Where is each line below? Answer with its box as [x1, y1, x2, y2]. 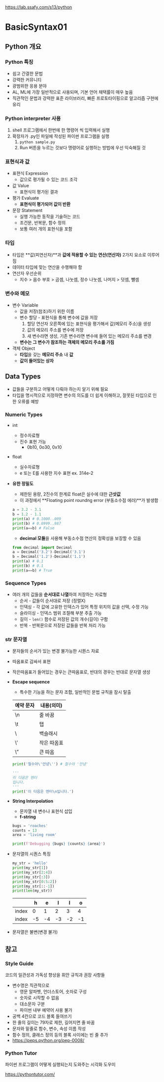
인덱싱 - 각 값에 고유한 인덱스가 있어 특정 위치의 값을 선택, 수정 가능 [19, 604, 149, 610]
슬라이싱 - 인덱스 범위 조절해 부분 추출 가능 [19, 610, 102, 616]
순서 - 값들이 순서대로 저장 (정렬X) [19, 598, 86, 604]
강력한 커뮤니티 [12, 77, 42, 83]
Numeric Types [5, 411, 43, 418]
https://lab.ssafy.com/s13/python [5, 4, 72, 10]
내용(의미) [40, 702, 63, 709]
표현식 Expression [12, 170, 48, 176]
